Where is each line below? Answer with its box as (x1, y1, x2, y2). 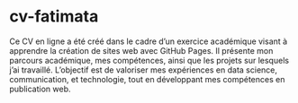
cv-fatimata (9, 6, 99, 27)
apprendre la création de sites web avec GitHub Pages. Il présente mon (9, 45, 274, 56)
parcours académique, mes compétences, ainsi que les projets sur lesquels (9, 55, 290, 65)
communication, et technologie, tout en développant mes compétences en (9, 73, 285, 84)
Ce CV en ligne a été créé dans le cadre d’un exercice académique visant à (9, 36, 288, 47)
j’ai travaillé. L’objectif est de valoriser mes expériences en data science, (9, 64, 277, 75)
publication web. (9, 83, 71, 94)
